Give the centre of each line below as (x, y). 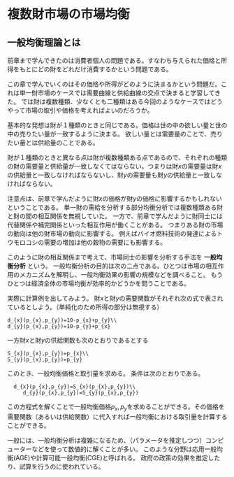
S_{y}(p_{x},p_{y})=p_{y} (45, 359)
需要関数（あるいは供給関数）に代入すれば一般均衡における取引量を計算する (117, 416)
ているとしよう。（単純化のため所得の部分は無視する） (85, 307)
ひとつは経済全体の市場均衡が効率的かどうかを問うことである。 (99, 283)
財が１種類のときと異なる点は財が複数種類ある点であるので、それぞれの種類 (117, 157)
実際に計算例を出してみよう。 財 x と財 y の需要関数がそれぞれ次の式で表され (115, 298)
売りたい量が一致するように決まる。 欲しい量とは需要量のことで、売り (121, 134)
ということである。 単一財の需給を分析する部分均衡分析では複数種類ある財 (115, 207)
